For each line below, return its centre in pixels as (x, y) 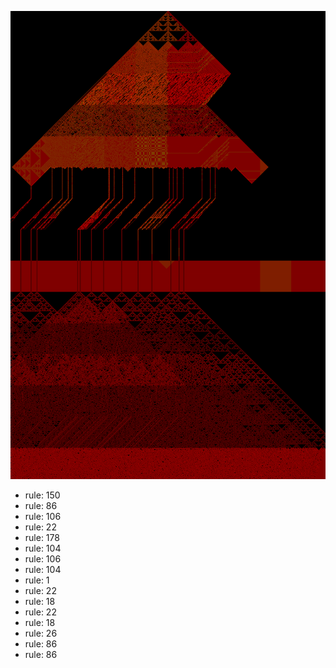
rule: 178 (42, 538)
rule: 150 (42, 495)
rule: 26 (41, 633)
